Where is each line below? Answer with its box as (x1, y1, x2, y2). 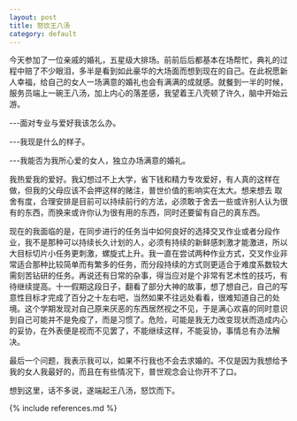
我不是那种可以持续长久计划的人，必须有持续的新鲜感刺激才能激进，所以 (24, 237, 288, 248)
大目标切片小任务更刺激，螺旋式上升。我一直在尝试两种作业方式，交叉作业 (9, 249, 280, 259)
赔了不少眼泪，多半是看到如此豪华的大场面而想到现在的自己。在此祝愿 (24, 65, 280, 76)
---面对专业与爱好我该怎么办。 (9, 118, 121, 128)
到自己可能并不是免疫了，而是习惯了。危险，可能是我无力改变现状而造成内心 (9, 315, 288, 325)
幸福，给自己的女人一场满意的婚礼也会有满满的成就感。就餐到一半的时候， (16, 77, 288, 88)
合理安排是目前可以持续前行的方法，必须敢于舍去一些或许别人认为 (39, 196, 280, 207)
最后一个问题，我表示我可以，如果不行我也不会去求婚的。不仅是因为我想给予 (9, 356, 288, 366)
